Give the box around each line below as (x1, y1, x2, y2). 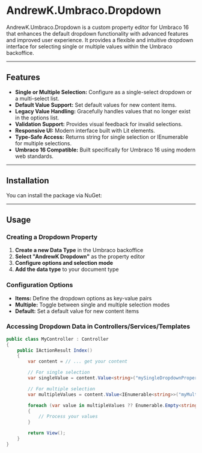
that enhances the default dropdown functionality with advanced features (6, 30, 189, 37)
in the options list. (14, 114, 60, 121)
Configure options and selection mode (14, 259, 113, 267)
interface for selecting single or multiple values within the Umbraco (6, 43, 173, 50)
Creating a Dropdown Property (6, 233, 98, 241)
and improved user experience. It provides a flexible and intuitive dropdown (6, 36, 194, 43)
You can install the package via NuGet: (6, 191, 102, 199)
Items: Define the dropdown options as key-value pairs (14, 294, 152, 302)
